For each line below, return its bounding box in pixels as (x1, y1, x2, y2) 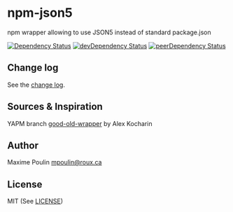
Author (7, 139, 38, 151)
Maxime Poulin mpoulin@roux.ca (7, 158, 102, 167)
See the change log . (7, 80, 65, 89)
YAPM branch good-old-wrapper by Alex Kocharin (7, 119, 153, 127)
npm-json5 (7, 5, 73, 21)
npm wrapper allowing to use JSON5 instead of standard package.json (7, 28, 211, 36)
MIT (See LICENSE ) (7, 197, 64, 206)
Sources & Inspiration (7, 101, 103, 113)
